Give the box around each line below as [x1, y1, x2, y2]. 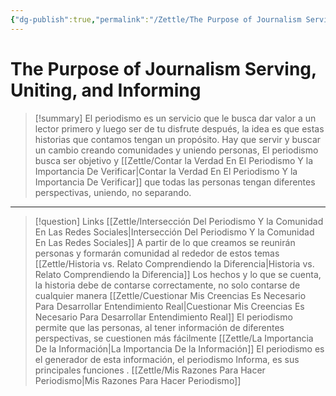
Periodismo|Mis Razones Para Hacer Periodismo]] [34, 374, 242, 386]
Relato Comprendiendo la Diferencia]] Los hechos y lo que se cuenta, [34, 268, 322, 280]
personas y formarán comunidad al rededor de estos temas [34, 247, 280, 259]
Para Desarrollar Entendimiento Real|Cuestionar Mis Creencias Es [34, 300, 305, 312]
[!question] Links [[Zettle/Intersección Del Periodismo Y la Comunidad [34, 215, 324, 227]
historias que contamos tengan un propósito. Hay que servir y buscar [34, 133, 322, 145]
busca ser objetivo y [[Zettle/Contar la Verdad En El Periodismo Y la [34, 154, 314, 166]
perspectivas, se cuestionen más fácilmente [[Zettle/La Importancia [34, 332, 314, 344]
